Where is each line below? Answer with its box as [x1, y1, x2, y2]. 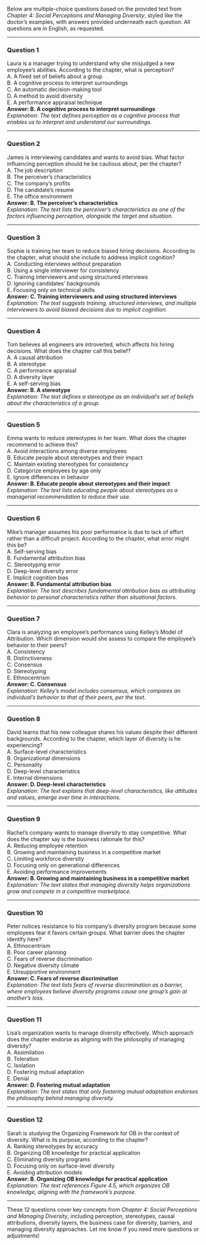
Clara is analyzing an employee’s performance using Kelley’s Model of [7, 628, 183, 636]
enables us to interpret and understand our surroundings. [7, 118, 152, 126]
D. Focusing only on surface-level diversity [7, 1162, 115, 1170]
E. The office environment [7, 193, 72, 200]
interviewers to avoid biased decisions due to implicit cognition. [7, 306, 167, 313]
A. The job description [7, 166, 63, 174]
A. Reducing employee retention [7, 842, 88, 849]
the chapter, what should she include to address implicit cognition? [7, 253, 175, 261]
